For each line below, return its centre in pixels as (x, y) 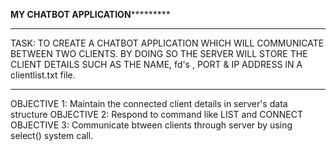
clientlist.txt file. (43, 75)
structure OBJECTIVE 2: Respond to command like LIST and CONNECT (156, 114)
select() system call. (52, 135)
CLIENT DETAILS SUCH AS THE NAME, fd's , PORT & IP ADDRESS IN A (156, 64)
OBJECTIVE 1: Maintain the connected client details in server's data (149, 103)
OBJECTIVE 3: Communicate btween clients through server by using (151, 125)
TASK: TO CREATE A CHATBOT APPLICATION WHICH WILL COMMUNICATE (167, 43)
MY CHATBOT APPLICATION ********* (90, 14)
